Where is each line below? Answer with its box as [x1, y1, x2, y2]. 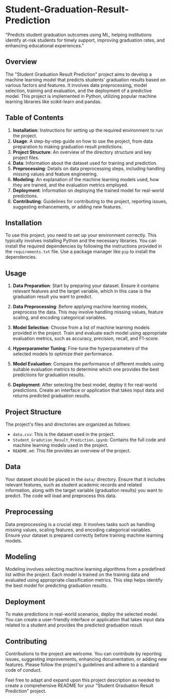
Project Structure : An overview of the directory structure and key [12, 149, 151, 155]
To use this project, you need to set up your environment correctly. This [5, 232, 157, 238]
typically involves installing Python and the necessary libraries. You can [5, 238, 157, 244]
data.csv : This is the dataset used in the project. [12, 431, 115, 437]
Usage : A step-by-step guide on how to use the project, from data [12, 138, 153, 144]
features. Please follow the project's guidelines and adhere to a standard [5, 661, 159, 668]
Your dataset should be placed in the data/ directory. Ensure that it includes [5, 476, 165, 482]
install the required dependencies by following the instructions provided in [5, 243, 162, 249]
